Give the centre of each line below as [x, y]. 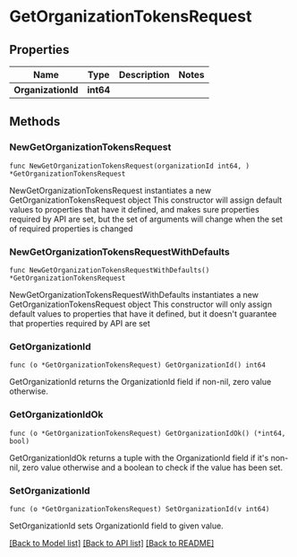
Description [144, 75]
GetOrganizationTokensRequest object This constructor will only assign [141, 304]
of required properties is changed [71, 228]
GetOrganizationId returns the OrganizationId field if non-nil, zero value [140, 382]
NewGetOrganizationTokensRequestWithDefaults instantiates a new [134, 294]
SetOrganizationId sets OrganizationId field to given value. [116, 526]
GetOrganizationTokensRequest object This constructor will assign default [146, 200]
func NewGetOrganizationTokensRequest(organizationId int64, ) [130, 166]
